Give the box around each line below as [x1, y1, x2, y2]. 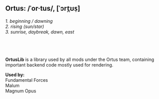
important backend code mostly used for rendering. [5, 62, 113, 68]
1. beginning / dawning [5, 18, 53, 24]
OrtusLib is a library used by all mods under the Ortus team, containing [5, 56, 154, 62]
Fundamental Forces [5, 77, 48, 83]
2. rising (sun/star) [5, 23, 44, 29]
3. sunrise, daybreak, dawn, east [5, 28, 75, 35]
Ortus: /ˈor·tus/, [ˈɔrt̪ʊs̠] [5, 4, 80, 13]
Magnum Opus [5, 88, 37, 94]
